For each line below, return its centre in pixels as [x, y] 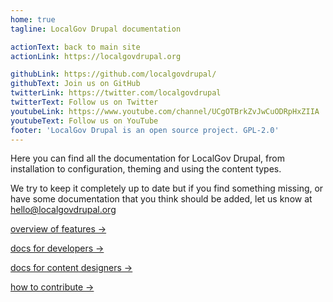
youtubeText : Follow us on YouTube [84, 121]
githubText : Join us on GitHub [75, 84]
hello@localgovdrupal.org [63, 210]
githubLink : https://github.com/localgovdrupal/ [113, 74]
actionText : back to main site [75, 47]
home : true [33, 19]
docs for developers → [57, 248]
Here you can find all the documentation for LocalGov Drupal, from [147, 158]
